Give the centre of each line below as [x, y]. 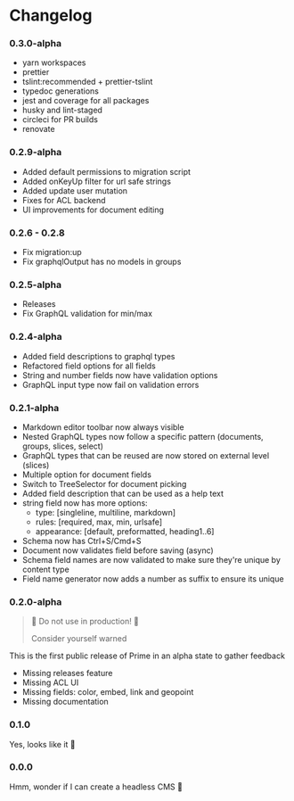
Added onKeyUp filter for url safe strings [97, 181]
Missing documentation [65, 702]
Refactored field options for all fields [89, 366]
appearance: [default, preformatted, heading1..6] [125, 531]
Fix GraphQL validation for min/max [87, 314]
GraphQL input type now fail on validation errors [110, 384]
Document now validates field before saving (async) [118, 550]
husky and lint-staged [62, 110]
